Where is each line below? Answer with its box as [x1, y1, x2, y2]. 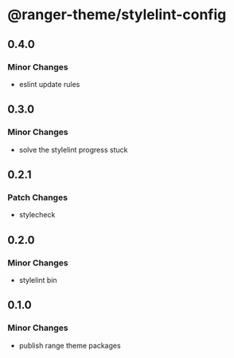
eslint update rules [18, 79, 80, 89]
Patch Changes [7, 192, 68, 203]
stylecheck [18, 210, 56, 220]
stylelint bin [18, 275, 57, 284]
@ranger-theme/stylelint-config [7, 6, 227, 24]
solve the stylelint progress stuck [18, 145, 128, 154]
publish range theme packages [18, 340, 121, 350]
